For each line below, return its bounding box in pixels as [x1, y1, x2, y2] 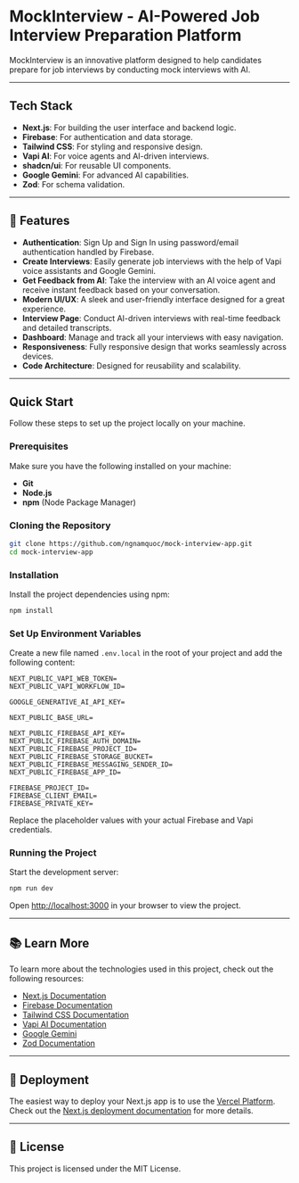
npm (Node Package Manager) [21, 497, 136, 508]
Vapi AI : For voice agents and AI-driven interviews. [21, 150, 209, 161]
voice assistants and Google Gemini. [21, 265, 157, 276]
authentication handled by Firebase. [21, 246, 154, 257]
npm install [9, 607, 53, 616]
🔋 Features [9, 213, 70, 228]
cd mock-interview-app [9, 547, 93, 557]
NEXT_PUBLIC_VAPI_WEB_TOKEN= [9, 674, 117, 683]
